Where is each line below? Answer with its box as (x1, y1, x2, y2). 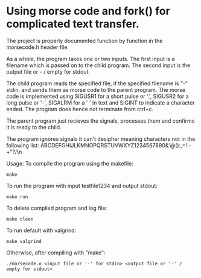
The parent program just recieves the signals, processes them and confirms (6, 117, 195, 124)
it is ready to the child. (6, 123, 62, 131)
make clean (6, 216, 34, 222)
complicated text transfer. (6, 17, 140, 31)
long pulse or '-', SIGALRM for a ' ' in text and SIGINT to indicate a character (6, 99, 195, 106)
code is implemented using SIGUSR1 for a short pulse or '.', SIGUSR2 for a (6, 92, 189, 100)
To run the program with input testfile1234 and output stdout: (6, 182, 158, 189)
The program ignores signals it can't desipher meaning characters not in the (6, 135, 196, 143)
